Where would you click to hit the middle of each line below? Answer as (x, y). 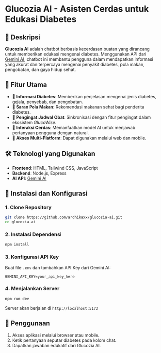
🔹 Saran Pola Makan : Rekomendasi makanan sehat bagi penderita (78, 107)
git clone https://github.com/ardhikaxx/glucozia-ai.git (64, 217)
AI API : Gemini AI (29, 178)
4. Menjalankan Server (32, 289)
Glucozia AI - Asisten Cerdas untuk (77, 9)
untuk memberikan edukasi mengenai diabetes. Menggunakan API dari (76, 54)
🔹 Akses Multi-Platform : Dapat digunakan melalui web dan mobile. (79, 138)
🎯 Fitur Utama (26, 85)
